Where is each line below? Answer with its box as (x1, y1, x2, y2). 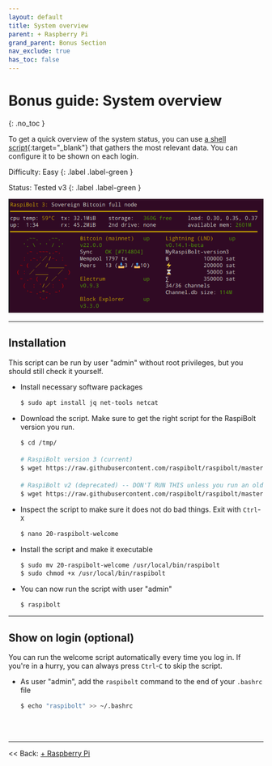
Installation (8, 336, 66, 350)
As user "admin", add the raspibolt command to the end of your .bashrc (19, 677, 263, 687)
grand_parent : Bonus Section (8, 39, 107, 47)
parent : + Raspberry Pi (8, 30, 89, 38)
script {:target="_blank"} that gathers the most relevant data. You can (8, 143, 239, 152)
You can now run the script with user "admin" (19, 584, 172, 594)
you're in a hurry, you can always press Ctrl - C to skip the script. (8, 661, 223, 671)
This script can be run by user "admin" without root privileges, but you (8, 357, 244, 368)
